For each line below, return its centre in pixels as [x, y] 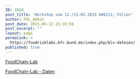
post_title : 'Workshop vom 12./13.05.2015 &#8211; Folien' [69, 15]
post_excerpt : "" [24, 29]
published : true [22, 47]
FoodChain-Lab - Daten [30, 71]
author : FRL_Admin [25, 19]
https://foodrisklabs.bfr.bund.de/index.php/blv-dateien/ [73, 43]
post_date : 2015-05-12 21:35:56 [39, 24]
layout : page [19, 33]
